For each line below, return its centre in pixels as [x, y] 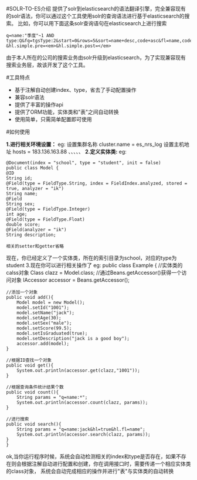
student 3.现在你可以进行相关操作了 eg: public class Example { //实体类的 [94, 265]
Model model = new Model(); [51, 302]
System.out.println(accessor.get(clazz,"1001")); [79, 371]
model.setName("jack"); [46, 313]
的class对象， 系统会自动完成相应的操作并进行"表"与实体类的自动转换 [90, 471]
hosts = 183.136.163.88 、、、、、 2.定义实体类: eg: [70, 151]
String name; [22, 194]
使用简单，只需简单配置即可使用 [53, 119]
